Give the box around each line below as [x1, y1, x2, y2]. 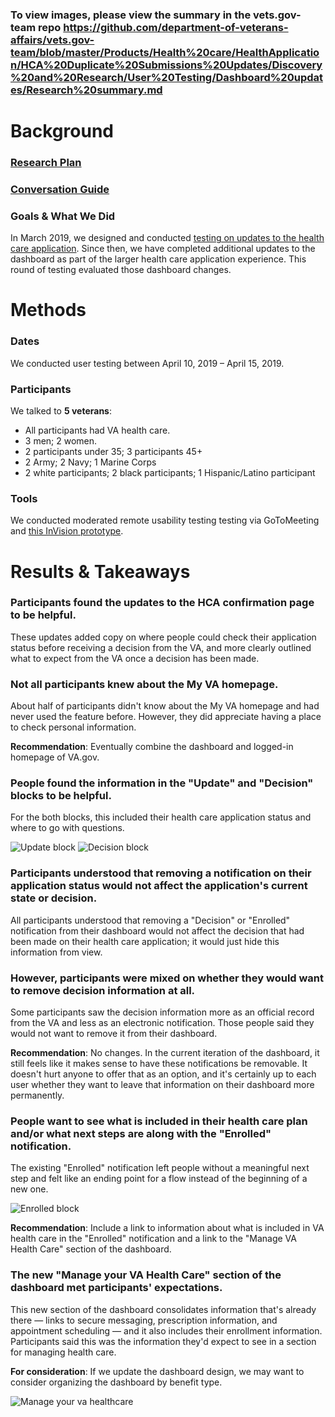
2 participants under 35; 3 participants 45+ [24, 446, 203, 458]
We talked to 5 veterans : [10, 405, 112, 417]
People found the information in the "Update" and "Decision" [10, 776, 314, 790]
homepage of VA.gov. [10, 751, 100, 763]
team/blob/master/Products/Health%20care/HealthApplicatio [10, 45, 320, 59]
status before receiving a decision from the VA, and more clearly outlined [10, 641, 312, 653]
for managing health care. [10, 1346, 117, 1358]
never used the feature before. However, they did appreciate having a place [10, 711, 322, 723]
